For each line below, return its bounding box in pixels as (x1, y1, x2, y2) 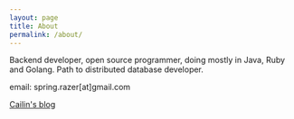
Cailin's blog (9, 99, 56, 110)
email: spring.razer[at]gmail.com (9, 82, 131, 93)
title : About (9, 22, 59, 31)
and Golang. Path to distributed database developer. (9, 64, 204, 75)
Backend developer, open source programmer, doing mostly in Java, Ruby (9, 55, 286, 66)
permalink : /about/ (9, 30, 83, 39)
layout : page (9, 13, 59, 23)
